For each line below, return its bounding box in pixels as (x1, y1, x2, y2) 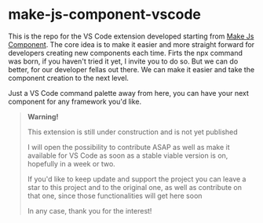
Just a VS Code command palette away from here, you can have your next (8, 88, 249, 97)
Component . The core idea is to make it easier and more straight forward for (8, 39, 255, 49)
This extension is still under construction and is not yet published (27, 127, 238, 137)
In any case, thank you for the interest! (27, 206, 152, 215)
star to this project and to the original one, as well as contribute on (27, 182, 242, 192)
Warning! (27, 111, 59, 121)
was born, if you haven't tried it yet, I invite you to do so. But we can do (8, 57, 239, 66)
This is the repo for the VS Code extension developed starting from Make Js (8, 31, 254, 41)
